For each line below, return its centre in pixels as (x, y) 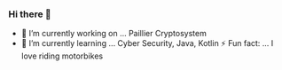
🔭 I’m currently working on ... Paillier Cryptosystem (114, 34)
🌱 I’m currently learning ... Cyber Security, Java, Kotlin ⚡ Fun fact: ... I (147, 43)
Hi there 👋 (30, 14)
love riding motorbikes (62, 56)
